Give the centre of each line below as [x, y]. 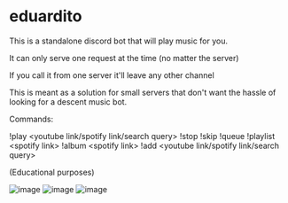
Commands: [31, 119]
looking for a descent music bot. [68, 101]
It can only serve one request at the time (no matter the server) [124, 58]
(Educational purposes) [52, 172]
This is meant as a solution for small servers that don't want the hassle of [143, 92]
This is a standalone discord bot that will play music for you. [119, 41]
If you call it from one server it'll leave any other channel [112, 75]
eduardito [46, 16]
